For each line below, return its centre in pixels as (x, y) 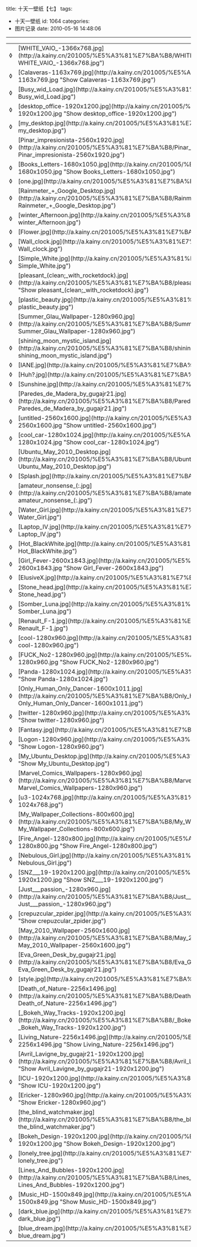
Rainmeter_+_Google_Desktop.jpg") (67, 206)
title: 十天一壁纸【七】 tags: (39, 9)
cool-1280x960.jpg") (48, 645)
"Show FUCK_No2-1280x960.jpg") (109, 662)
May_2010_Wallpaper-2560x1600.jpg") (74, 945)
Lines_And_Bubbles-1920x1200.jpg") (71, 1185)
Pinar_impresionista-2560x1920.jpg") (71, 155)
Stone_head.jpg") (42, 594)
